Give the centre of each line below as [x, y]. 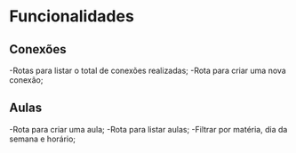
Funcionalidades [72, 16]
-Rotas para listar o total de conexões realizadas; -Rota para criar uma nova [148, 70]
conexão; [26, 80]
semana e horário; [43, 139]
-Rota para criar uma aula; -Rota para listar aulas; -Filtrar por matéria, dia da [148, 129]
